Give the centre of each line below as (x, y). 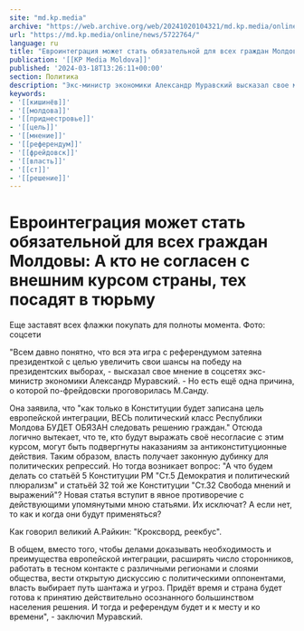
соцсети (25, 335)
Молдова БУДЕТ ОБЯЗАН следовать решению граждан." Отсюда (136, 428)
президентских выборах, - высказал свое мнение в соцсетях (128, 372)
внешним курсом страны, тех (128, 281)
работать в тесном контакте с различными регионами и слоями (134, 568)
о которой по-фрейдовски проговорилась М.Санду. (109, 391)
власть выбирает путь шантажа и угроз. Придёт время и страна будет (146, 588)
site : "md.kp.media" (48, 18)
